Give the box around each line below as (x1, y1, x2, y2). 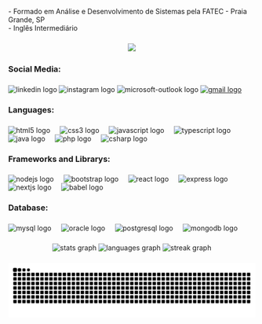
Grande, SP (8, 15, 45, 24)
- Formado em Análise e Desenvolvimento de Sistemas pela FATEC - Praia (8, 7, 247, 16)
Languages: (8, 104, 55, 115)
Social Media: (8, 63, 61, 74)
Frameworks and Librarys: (8, 153, 111, 164)
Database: (8, 202, 49, 213)
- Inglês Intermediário (8, 24, 78, 32)
